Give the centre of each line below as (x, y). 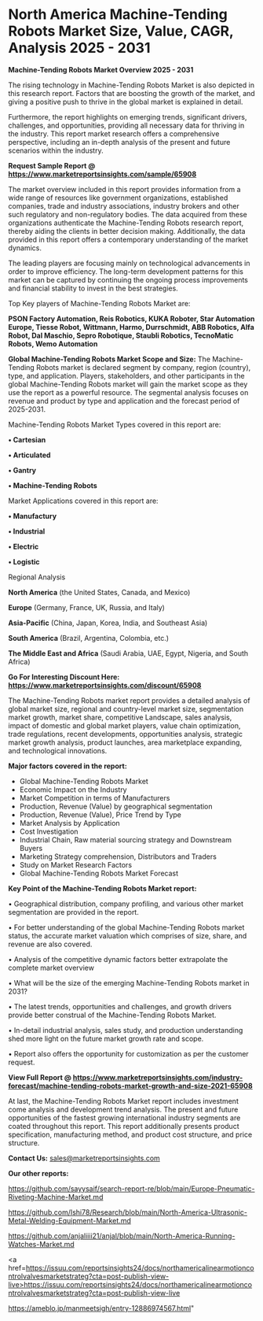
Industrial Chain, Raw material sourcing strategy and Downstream (125, 839)
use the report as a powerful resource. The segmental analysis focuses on (128, 392)
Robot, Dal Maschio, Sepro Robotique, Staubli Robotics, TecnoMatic (121, 335)
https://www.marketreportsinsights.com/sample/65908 (102, 174)
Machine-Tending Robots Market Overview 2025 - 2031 (101, 69)
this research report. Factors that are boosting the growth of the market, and (131, 93)
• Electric (24, 546)
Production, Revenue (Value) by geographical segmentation (116, 806)
